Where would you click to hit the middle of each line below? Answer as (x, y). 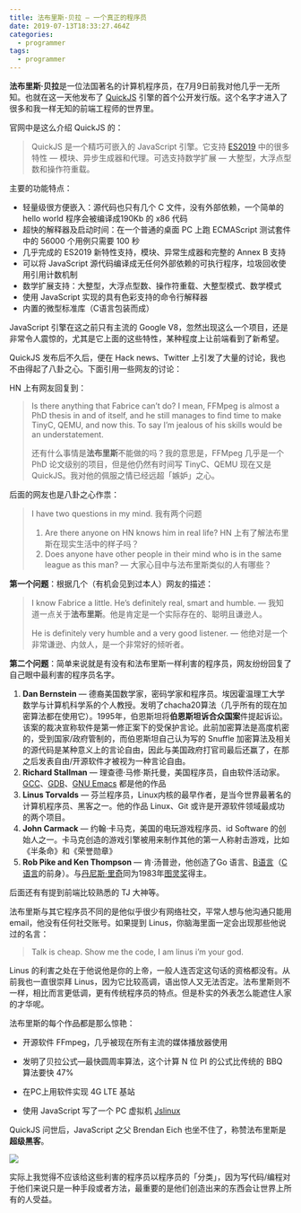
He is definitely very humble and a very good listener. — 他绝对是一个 (159, 633)
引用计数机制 (54, 274)
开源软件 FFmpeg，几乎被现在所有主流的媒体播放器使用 (125, 1042)
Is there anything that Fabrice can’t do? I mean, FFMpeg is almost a (155, 406)
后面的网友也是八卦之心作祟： (64, 494)
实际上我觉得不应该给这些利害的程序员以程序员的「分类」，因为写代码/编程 (146, 1177)
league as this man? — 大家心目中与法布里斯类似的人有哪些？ (158, 565)
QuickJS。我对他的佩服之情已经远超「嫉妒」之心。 (125, 475)
